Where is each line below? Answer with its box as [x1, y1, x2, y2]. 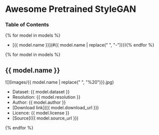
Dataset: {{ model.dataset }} [12, 89, 70, 95]
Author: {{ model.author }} [12, 99, 66, 105]
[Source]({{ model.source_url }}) [12, 115, 79, 121]
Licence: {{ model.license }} [12, 110, 69, 116]
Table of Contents [5, 21, 50, 28]
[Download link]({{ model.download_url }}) [12, 105, 99, 111]
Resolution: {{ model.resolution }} [12, 94, 81, 100]
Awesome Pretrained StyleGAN [5, 3, 136, 15]
